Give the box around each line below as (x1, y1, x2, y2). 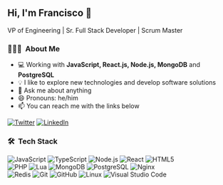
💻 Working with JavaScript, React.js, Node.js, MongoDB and (17, 60, 201, 69)
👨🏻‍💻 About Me (7, 43, 61, 53)
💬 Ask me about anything (17, 86, 92, 95)
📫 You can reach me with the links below (17, 102, 140, 110)
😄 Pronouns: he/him (17, 94, 78, 102)
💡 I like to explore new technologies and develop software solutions (17, 78, 216, 87)
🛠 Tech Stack (7, 137, 58, 147)
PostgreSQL (17, 70, 55, 79)
